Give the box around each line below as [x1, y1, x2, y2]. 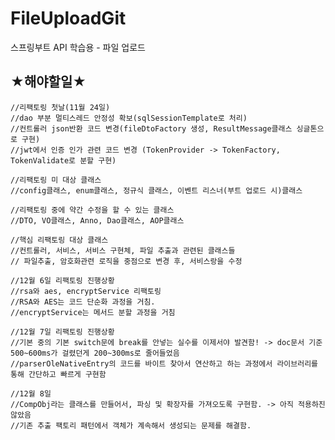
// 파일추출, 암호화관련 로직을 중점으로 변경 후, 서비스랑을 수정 [10, 256, 243, 266]
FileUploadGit [10, 7, 127, 30]
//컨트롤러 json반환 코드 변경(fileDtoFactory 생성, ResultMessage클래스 [10, 123, 293, 134]
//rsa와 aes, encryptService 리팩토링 [10, 286, 162, 296]
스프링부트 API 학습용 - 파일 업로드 [10, 41, 146, 53]
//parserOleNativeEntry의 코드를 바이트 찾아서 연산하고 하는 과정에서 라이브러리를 [10, 358, 319, 369]
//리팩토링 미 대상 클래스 [10, 175, 102, 185]
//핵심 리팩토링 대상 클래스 [10, 235, 109, 245]
